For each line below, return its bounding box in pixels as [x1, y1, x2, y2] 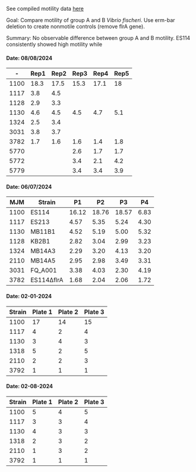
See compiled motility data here [6, 5, 84, 12]
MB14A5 [30, 257, 56, 265]
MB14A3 [30, 247, 56, 255]
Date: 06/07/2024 [6, 183, 52, 190]
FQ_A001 [30, 266, 58, 274]
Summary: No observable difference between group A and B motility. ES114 [6, 35, 191, 41]
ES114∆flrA [30, 276, 64, 285]
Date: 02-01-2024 [6, 293, 52, 299]
